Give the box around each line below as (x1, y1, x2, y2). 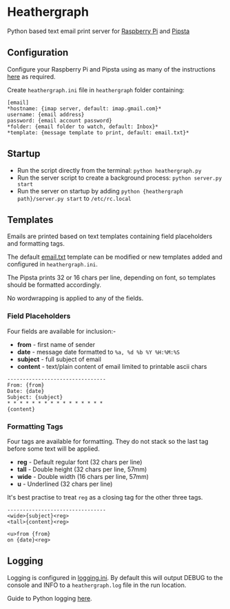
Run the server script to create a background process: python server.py (17, 173, 222, 182)
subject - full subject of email (17, 355, 102, 363)
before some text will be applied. (7, 445, 100, 453)
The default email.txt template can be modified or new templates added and (7, 253, 222, 261)
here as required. (7, 72, 56, 81)
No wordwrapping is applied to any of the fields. (7, 294, 144, 303)
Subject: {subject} (7, 394, 63, 400)
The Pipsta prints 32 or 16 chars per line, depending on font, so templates (7, 273, 216, 282)
